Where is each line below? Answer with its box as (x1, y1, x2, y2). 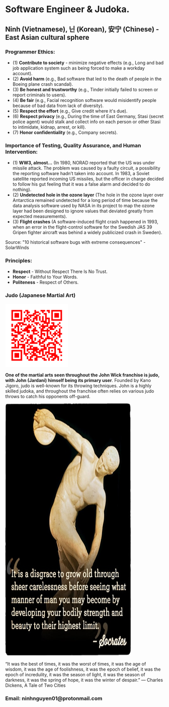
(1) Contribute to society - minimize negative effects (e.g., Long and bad (12, 60, 164, 66)
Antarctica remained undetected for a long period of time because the (12, 197, 158, 203)
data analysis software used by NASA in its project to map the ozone (12, 203, 155, 209)
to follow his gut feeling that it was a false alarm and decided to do (12, 181, 150, 187)
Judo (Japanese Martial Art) (5, 292, 76, 299)
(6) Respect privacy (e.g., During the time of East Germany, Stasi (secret (12, 113, 164, 119)
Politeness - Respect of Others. (12, 279, 79, 286)
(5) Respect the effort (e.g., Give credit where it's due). (12, 107, 128, 114)
